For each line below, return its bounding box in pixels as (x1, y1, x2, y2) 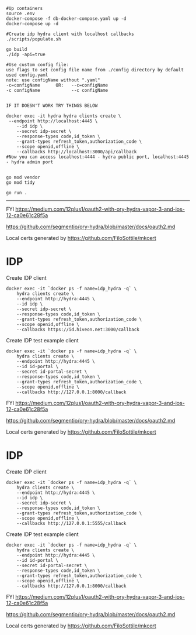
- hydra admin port (6, 159, 54, 165)
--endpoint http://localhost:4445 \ (8, 118, 98, 124)
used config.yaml (6, 72, 48, 78)
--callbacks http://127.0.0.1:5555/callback (16, 520, 127, 526)
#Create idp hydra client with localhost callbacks (6, 31, 134, 37)
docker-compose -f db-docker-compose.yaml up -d (6, 16, 127, 22)
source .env (6, 11, 35, 16)
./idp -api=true (6, 52, 45, 57)
